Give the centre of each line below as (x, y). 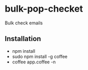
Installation (23, 39)
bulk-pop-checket (44, 9)
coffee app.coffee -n (34, 62)
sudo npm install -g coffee (40, 56)
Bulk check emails (24, 23)
